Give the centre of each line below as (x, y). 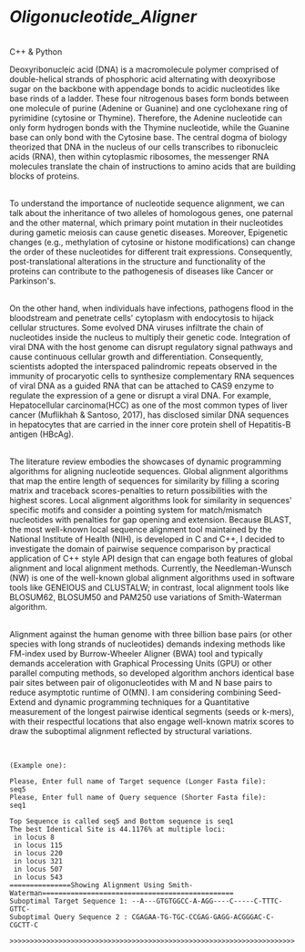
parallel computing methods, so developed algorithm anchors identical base (152, 673)
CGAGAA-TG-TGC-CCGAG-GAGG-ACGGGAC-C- (203, 917)
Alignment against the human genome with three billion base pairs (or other (151, 634)
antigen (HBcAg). (42, 434)
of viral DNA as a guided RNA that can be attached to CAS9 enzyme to (142, 386)
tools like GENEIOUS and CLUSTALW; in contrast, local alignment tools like (149, 587)
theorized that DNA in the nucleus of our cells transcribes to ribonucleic (144, 147)
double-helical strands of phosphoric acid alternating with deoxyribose (142, 78)
